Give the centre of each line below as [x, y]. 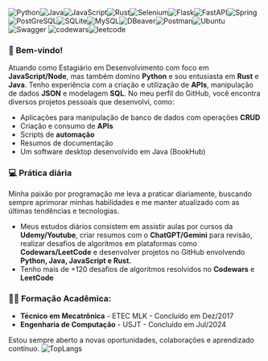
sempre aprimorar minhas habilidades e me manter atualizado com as [124, 202]
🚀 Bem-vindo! [36, 50]
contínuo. [24, 348]
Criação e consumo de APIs [67, 126]
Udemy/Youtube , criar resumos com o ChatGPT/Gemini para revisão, [136, 235]
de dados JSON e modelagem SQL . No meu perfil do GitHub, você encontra [134, 93]
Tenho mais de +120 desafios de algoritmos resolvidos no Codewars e [137, 269]
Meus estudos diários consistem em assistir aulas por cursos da [126, 226]
